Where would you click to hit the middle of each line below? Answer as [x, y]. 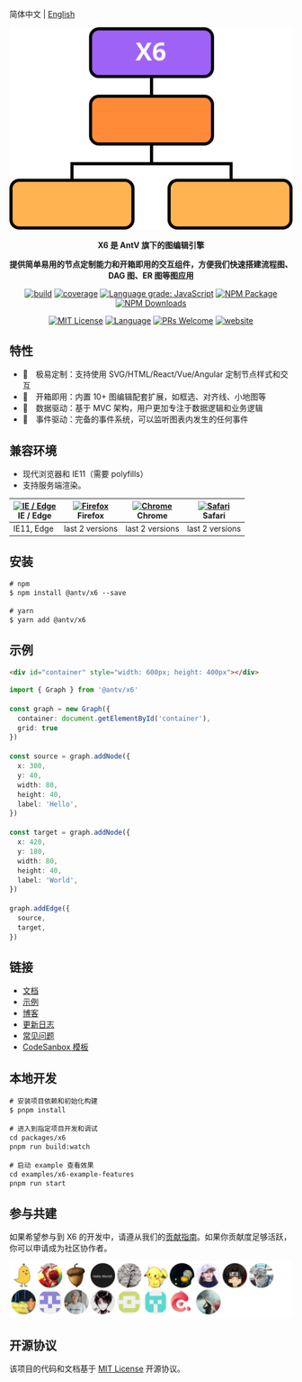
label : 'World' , [48, 880]
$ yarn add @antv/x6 [48, 620]
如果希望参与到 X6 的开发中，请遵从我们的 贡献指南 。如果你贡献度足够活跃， [151, 1237]
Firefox [91, 515]
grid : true [38, 728]
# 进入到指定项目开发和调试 [54, 1129]
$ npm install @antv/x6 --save [68, 593]
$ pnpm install [38, 1111]
